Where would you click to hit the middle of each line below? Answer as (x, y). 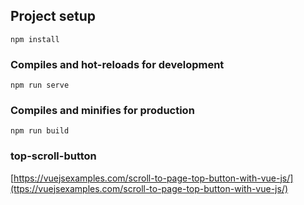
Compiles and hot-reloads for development (117, 64)
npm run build (40, 131)
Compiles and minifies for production (102, 111)
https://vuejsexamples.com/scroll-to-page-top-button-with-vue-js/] (153, 178)
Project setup (53, 16)
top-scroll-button (53, 156)
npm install (35, 39)
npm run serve (40, 85)
